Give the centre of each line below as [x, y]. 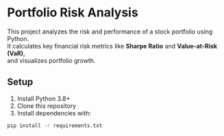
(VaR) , [16, 53]
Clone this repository [47, 106]
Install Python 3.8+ [43, 98]
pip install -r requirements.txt [55, 125]
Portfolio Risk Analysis [73, 13]
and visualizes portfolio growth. [51, 60]
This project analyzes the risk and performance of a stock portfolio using [110, 31]
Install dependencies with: [54, 113]
